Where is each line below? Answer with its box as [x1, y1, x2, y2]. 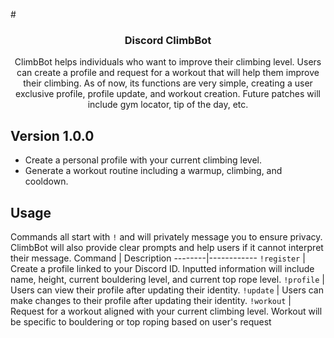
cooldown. [24, 175, 69, 188]
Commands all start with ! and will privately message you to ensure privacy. [10, 230, 323, 243]
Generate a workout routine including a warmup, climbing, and [24, 165, 283, 177]
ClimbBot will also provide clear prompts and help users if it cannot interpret [10, 241, 324, 253]
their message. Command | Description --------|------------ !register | [10, 252, 306, 264]
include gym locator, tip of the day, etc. [87, 99, 249, 111]
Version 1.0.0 [10, 127, 95, 144]
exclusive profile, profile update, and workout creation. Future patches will [15, 88, 321, 100]
